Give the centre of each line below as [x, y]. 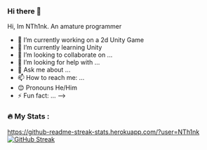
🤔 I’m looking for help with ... [59, 62]
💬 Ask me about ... [44, 70]
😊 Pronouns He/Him [47, 88]
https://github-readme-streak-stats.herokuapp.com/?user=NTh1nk [103, 132]
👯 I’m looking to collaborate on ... [65, 55]
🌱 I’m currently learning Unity [60, 48]
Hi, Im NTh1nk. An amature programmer [65, 27]
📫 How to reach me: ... [51, 78]
